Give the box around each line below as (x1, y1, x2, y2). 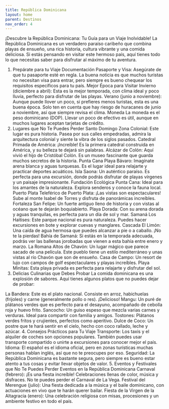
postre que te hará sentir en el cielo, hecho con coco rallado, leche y (5, 323, 148, 329)
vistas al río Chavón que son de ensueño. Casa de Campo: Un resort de (12, 254, 162, 261)
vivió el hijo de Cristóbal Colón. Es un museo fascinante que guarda (12, 152, 153, 159)
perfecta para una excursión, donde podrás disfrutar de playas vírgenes (12, 174, 162, 180)
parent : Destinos (5, 17, 42, 22)
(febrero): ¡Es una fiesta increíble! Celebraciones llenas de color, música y (5, 372, 159, 378)
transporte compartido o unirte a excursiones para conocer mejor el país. (5, 339, 158, 345)
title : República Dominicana (5, 7, 67, 13)
